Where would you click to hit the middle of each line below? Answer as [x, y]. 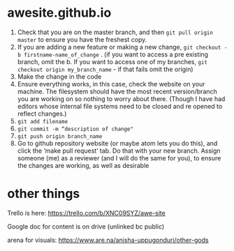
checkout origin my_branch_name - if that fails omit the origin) [105, 69]
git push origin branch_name [60, 136]
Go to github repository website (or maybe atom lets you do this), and [117, 143]
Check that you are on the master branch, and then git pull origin [115, 32]
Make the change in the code [59, 76]
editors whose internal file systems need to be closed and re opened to [120, 106]
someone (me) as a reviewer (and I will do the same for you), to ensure [119, 158]
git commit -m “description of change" [75, 129]
